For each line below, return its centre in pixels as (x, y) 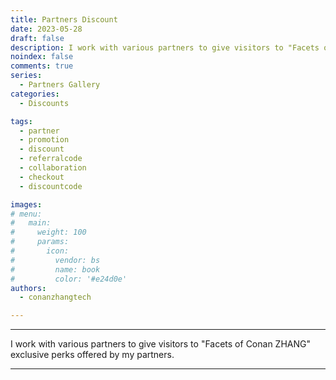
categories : (35, 94)
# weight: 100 (48, 232)
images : (26, 204)
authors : (28, 288)
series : (26, 76)
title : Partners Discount (64, 19)
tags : (21, 121)
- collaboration (53, 168)
